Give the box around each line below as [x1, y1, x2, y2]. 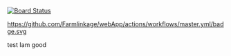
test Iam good [7, 41, 47, 48]
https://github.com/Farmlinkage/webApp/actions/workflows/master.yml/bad [7, 20, 224, 28]
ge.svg [7, 28, 27, 35]
